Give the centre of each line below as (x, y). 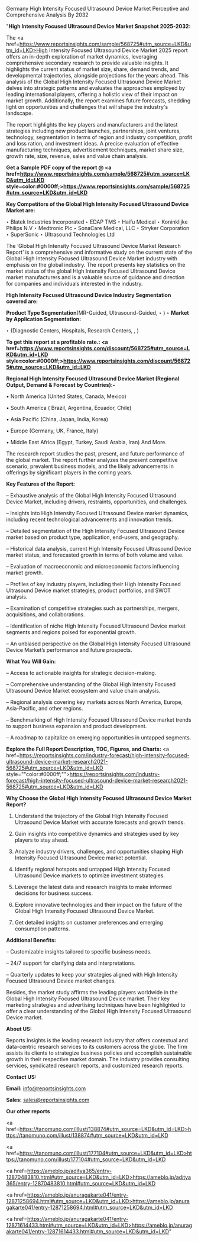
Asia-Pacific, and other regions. (45, 708)
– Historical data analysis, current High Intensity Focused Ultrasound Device (99, 549)
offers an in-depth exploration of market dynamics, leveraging (82, 56)
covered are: (22, 301)
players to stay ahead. (42, 840)
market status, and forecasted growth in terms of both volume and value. (95, 555)
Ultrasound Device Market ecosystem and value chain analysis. (83, 691)
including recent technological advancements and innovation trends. (90, 519)
